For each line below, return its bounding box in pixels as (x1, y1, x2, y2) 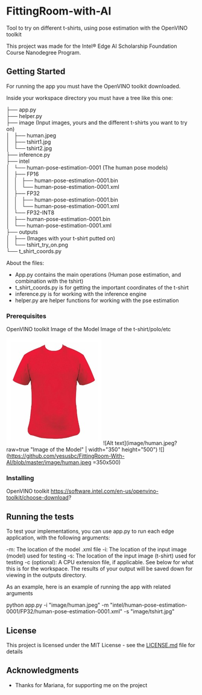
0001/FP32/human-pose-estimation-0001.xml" (6, 608, 122, 615)
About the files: (6, 259, 44, 266)
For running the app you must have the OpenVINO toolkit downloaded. (6, 82, 181, 90)
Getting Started (6, 67, 66, 77)
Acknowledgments (6, 665, 80, 676)
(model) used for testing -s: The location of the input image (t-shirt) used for (6, 552, 196, 559)
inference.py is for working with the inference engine (14, 290, 147, 297)
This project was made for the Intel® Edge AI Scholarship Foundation (6, 42, 177, 50)
